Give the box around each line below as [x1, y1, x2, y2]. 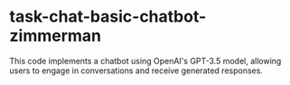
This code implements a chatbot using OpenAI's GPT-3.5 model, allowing [9, 55, 282, 66]
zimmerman [9, 25, 102, 46]
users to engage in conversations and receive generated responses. [9, 65, 264, 76]
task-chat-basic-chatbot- [9, 6, 207, 27]
